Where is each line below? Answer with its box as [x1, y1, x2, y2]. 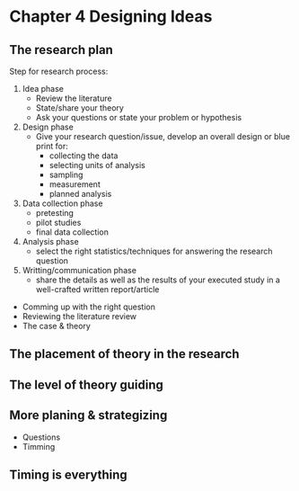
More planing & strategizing [9, 407, 168, 424]
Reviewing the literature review [22, 311, 137, 321]
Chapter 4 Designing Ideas [9, 6, 213, 27]
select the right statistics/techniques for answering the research [35, 245, 273, 256]
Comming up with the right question [22, 301, 155, 312]
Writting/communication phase [22, 265, 137, 275]
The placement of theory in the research [9, 346, 240, 362]
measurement [48, 179, 101, 190]
